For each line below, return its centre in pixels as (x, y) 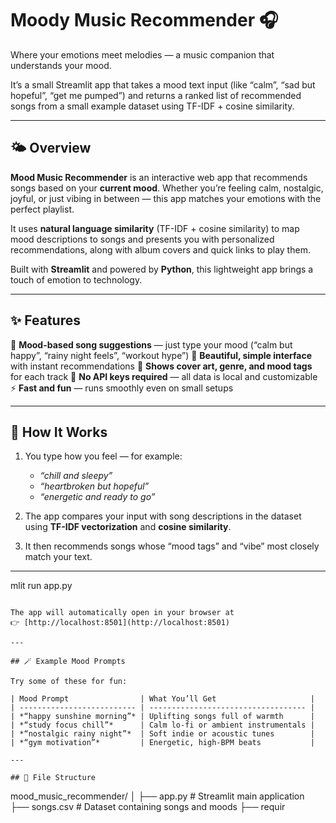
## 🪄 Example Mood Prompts (68, 662)
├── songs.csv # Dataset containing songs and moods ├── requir (148, 807)
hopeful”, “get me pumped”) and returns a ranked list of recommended (156, 95)
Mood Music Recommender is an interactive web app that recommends (159, 177)
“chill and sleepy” (76, 476)
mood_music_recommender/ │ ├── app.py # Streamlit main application (157, 796)
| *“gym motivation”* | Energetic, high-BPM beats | (162, 743)
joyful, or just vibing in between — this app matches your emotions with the (166, 198)
